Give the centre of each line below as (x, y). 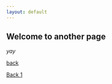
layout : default (27, 12)
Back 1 (15, 75)
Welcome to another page (56, 37)
